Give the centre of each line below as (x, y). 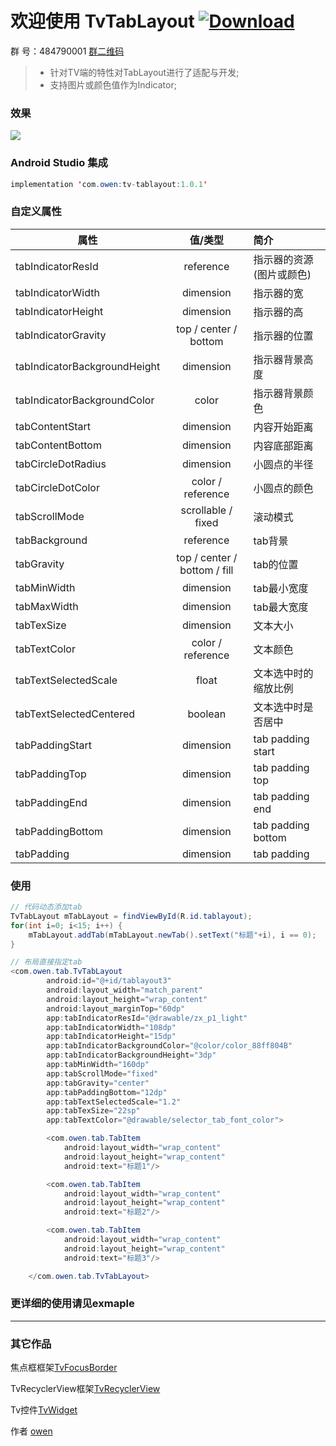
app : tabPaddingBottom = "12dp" (107, 1092)
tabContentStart (53, 426)
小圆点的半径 (283, 464)
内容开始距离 (283, 427)
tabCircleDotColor (57, 487)
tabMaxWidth (47, 606)
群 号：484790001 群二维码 (67, 51)
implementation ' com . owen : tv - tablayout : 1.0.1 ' (109, 184)
